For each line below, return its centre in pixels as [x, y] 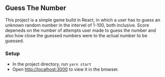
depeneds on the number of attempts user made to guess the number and [81, 30]
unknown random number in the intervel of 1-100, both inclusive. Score [77, 25]
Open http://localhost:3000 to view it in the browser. [65, 69]
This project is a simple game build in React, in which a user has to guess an [83, 20]
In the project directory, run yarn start [52, 64]
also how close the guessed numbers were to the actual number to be [76, 35]
